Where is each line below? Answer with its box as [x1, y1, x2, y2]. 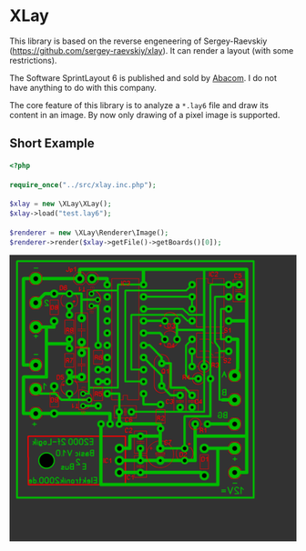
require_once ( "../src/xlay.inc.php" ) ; [9, 180, 157, 189]
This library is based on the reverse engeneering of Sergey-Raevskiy [9, 35, 268, 46]
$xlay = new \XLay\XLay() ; [9, 199, 112, 209]
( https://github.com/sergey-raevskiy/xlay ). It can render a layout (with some [9, 45, 294, 55]
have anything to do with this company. [9, 82, 158, 93]
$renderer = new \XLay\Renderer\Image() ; [9, 228, 169, 237]
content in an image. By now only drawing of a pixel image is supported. [9, 109, 280, 120]
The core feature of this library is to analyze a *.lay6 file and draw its [9, 99, 269, 110]
